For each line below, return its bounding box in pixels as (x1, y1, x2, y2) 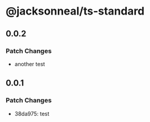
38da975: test (14, 110, 50, 117)
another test (14, 60, 46, 67)
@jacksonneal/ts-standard (5, 4, 145, 18)
